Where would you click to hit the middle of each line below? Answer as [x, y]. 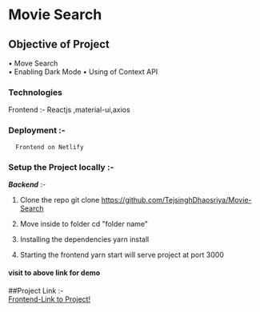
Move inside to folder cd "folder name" [84, 223]
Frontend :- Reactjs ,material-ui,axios [69, 110]
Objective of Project [59, 44]
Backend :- [27, 184]
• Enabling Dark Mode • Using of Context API [83, 72]
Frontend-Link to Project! [49, 299]
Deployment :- [37, 131]
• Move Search [33, 63]
